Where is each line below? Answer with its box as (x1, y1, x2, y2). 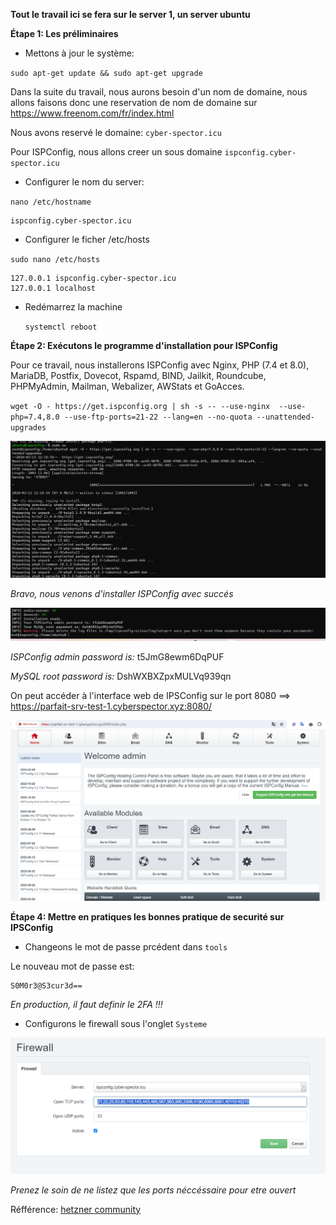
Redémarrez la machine (24, 301, 123, 313)
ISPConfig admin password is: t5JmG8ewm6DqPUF (10, 650, 225, 663)
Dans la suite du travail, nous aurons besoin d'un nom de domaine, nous (10, 86, 308, 98)
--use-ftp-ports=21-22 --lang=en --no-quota (63, 412, 253, 422)
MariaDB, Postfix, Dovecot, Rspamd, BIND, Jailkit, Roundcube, (10, 370, 267, 381)
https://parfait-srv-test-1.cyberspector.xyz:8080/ (10, 700, 213, 712)
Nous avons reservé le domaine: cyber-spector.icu (10, 127, 222, 138)
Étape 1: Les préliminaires (10, 28, 119, 39)
